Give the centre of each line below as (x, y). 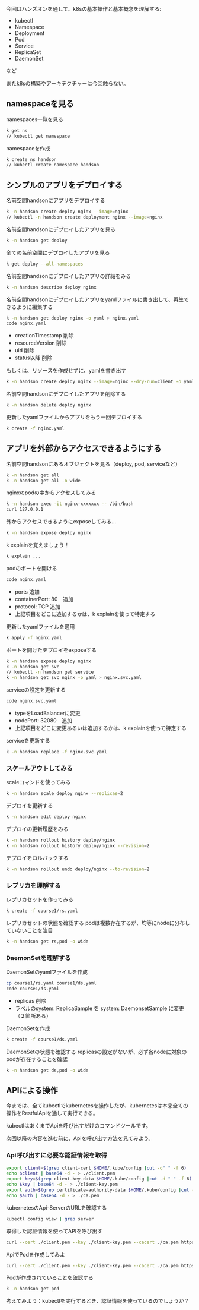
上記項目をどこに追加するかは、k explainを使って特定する (85, 614)
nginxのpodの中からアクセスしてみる (51, 493)
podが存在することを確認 (37, 1059)
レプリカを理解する (33, 885)
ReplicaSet (28, 52)
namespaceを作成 (28, 148)
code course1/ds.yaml (33, 989)
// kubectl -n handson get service (50, 672)
